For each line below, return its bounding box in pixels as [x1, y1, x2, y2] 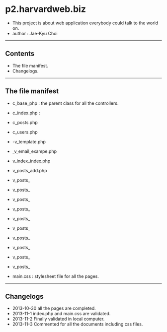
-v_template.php [12, 138, 46, 144]
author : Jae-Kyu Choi [12, 30, 58, 36]
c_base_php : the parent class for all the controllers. [12, 100, 119, 106]
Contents [5, 50, 35, 58]
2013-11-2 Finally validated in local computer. [12, 316, 105, 322]
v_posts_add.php [12, 167, 47, 173]
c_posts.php [12, 119, 38, 125]
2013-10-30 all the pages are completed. [12, 305, 96, 311]
